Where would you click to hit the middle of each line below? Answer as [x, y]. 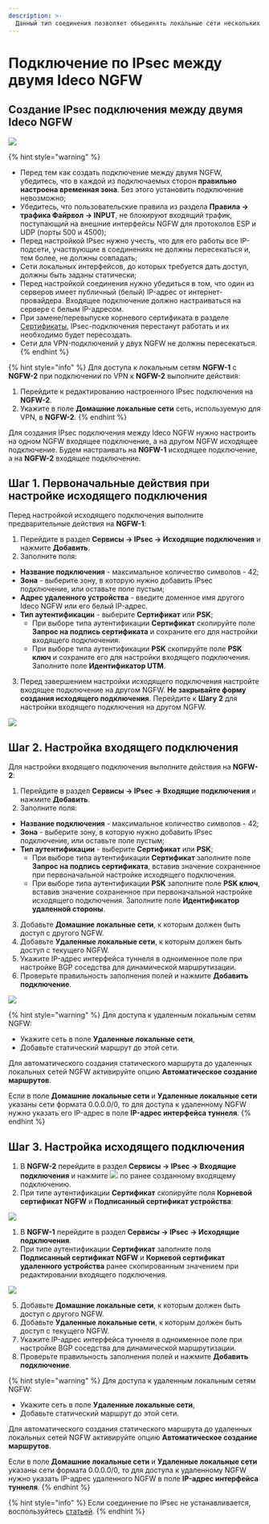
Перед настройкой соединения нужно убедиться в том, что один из [137, 283]
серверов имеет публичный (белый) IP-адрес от [103, 292]
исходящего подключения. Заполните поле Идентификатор [136, 900]
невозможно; [43, 198]
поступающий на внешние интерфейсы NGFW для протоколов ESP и [138, 223]
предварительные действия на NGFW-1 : [77, 524]
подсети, [35, 249]
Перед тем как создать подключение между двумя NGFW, [121, 172]
